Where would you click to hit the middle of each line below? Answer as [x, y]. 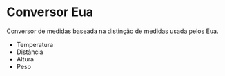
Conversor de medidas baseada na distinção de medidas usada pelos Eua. [112, 31]
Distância [30, 52]
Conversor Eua [50, 12]
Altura [25, 59]
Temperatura [35, 44]
